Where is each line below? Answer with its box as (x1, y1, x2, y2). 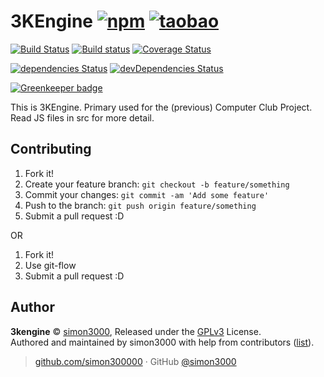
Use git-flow (24, 259, 77, 271)
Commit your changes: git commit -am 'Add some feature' (24, 188, 270, 200)
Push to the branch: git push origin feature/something (24, 199, 257, 211)
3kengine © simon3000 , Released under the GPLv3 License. (10, 325, 262, 337)
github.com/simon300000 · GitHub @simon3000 (34, 355, 237, 367)
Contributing (10, 141, 92, 158)
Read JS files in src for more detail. (10, 111, 155, 124)
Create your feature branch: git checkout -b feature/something (24, 178, 290, 190)
